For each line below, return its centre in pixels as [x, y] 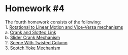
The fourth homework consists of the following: [53, 22]
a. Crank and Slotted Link [31, 32]
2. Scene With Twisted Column [36, 42]
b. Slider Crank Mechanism [32, 37]
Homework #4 [35, 9]
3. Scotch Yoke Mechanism [33, 48]
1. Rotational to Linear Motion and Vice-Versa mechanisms [64, 27]
